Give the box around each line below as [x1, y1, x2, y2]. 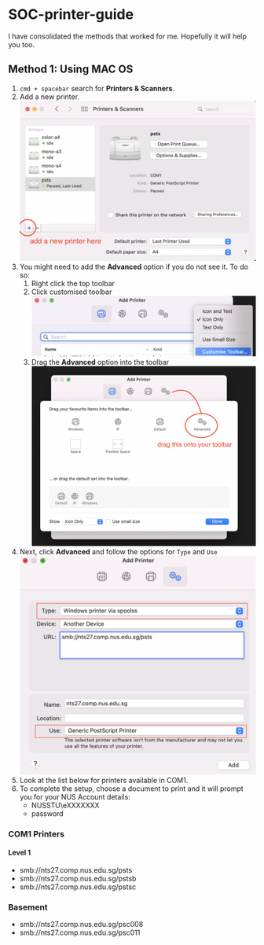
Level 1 [8, 848, 31, 858]
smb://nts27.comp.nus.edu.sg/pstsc [19, 882, 137, 892]
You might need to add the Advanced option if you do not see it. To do [19, 262, 249, 272]
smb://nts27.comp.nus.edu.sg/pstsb [19, 873, 137, 883]
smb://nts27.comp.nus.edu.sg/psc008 [19, 920, 144, 929]
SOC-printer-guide [8, 6, 134, 24]
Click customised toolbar [31, 287, 112, 296]
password [31, 808, 64, 818]
